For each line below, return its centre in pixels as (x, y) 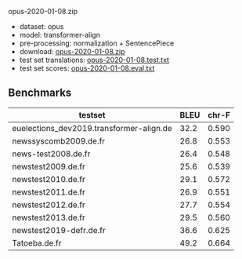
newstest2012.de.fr (49, 205)
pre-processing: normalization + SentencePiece (97, 43)
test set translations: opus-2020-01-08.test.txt (94, 60)
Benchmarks (40, 93)
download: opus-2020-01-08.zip (72, 51)
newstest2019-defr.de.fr (59, 230)
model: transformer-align (60, 35)
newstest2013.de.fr (49, 217)
